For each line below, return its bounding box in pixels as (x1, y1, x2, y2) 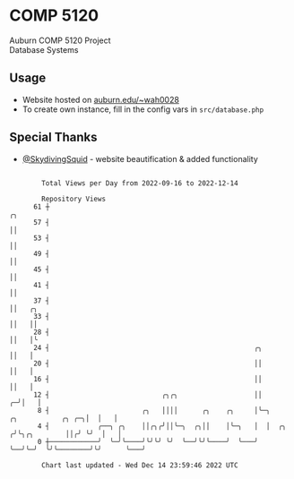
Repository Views (41, 194, 106, 203)
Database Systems (9, 44, 79, 55)
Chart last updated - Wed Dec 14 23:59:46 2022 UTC (41, 460, 239, 470)
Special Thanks (9, 130, 98, 145)
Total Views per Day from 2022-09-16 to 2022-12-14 (41, 178, 239, 188)
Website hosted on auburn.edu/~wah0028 (22, 94, 179, 105)
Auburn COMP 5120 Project (9, 35, 111, 46)
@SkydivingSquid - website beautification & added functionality (22, 153, 258, 164)
